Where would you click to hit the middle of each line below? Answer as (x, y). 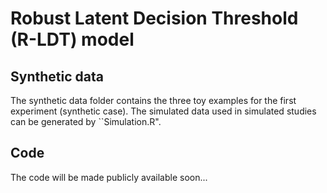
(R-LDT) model (72, 39)
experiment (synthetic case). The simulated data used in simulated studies (163, 111)
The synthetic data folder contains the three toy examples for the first (153, 100)
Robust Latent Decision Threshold (154, 18)
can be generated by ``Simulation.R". (86, 121)
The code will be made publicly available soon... (109, 177)
